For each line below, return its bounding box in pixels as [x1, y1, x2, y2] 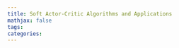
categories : [7, 30, 42, 37]
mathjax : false [7, 17, 52, 24]
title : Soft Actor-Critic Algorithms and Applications [7, 10, 173, 18]
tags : [7, 23, 23, 30]
